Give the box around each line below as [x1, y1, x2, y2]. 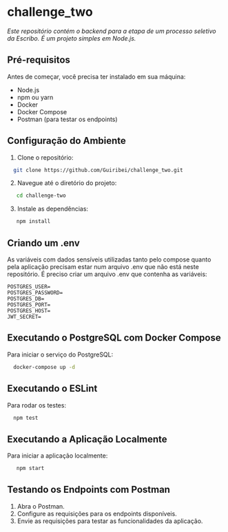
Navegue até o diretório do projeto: [17, 179, 117, 187]
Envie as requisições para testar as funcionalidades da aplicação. [17, 517, 203, 525]
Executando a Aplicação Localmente [7, 433, 167, 445]
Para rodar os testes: [7, 401, 67, 409]
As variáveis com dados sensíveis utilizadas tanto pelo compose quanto [7, 255, 211, 264]
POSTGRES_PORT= [7, 301, 51, 308]
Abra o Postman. [17, 502, 65, 510]
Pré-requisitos [7, 54, 71, 66]
